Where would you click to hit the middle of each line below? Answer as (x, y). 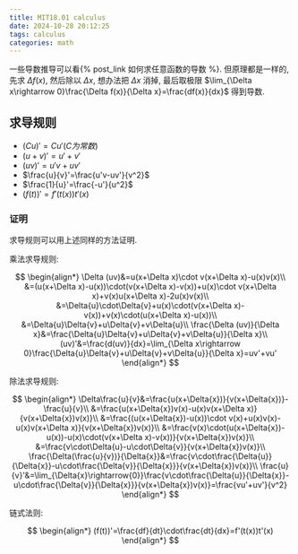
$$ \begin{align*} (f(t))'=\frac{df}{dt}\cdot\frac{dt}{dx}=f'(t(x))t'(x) (150, 531)
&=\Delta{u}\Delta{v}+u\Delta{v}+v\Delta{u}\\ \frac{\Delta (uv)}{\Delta (150, 325)
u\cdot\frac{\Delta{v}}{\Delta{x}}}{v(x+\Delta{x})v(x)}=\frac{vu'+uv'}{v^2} (150, 485)
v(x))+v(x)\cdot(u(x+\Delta (132, 316)
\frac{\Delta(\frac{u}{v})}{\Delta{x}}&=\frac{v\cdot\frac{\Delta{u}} (150, 456)
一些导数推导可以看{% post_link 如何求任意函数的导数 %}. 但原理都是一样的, (149, 69)
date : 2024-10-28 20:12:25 (60, 26)
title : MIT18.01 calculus (57, 17)
